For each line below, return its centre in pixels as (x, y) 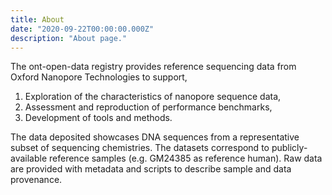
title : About (37, 19)
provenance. (36, 180)
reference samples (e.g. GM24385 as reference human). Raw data (186, 158)
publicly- (289, 148)
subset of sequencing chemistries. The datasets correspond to (140, 148)
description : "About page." (69, 38)
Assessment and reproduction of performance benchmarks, (148, 107)
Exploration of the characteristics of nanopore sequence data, (153, 97)
